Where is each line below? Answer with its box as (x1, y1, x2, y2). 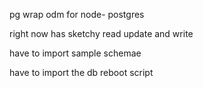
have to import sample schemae (9, 47, 142, 59)
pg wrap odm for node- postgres (9, 9, 145, 20)
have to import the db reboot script (9, 67, 154, 78)
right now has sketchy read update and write (9, 28, 194, 39)
